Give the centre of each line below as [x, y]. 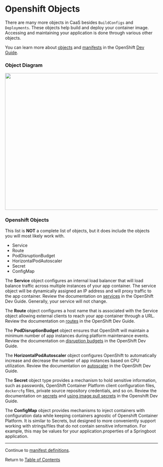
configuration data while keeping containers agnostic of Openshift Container [81, 415]
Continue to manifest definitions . [38, 450]
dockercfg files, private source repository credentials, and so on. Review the [81, 391]
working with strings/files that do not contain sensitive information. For [76, 426]
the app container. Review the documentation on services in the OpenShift [79, 296]
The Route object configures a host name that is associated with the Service [81, 310]
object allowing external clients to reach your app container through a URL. [80, 316]
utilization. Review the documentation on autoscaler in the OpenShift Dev [78, 365]
